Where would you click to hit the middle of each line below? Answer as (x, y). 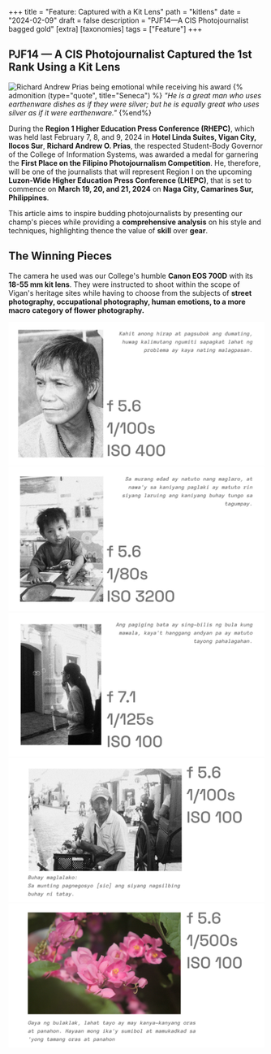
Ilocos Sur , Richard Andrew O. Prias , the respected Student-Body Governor (136, 145)
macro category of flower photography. (76, 310)
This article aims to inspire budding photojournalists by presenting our (125, 213)
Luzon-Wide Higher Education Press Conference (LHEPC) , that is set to (130, 180)
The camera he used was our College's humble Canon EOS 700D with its (131, 275)
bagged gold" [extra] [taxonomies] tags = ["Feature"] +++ (105, 29)
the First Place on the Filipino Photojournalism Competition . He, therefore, (135, 163)
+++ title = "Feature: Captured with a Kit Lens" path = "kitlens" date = (125, 12)
